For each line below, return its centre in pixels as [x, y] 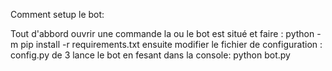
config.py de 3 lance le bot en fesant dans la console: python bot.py [150, 55]
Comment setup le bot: [57, 14]
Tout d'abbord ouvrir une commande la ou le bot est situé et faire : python [162, 33]
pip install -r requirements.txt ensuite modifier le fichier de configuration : [171, 44]
